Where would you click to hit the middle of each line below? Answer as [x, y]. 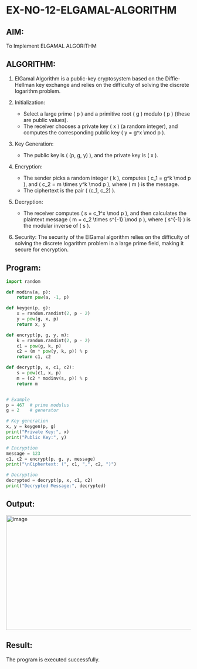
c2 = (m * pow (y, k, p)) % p [52, 352]
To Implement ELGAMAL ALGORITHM [51, 46]
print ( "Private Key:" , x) [38, 432]
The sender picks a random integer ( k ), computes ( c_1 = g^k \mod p [107, 178]
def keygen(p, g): [28, 308]
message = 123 [23, 453]
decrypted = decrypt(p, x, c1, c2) [50, 481]
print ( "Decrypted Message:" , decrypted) [56, 486]
